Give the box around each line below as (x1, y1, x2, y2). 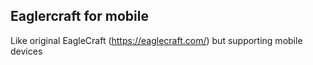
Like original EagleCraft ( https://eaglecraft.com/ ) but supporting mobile (10, 34, 303, 46)
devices (10, 45, 43, 57)
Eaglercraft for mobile (10, 8, 149, 25)
